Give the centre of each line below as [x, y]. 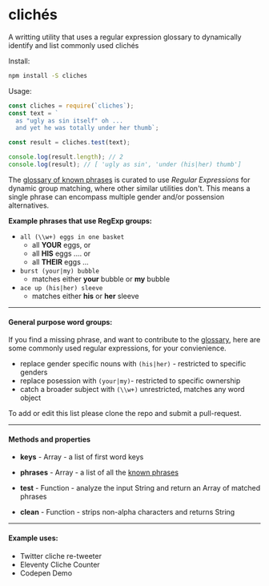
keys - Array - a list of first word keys [82, 457]
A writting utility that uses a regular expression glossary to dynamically [125, 37]
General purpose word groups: [60, 321]
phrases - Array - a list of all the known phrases [99, 473]
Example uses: [33, 538]
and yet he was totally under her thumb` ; [87, 128]
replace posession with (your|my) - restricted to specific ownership [130, 381]
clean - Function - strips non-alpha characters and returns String [127, 512]
